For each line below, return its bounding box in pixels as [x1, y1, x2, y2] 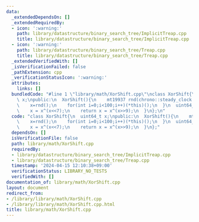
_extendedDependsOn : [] [11, 14, 70, 20]
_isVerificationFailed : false [11, 63, 86, 70]
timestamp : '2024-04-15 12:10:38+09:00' [11, 163, 113, 169]
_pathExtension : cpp [11, 69, 62, 75]
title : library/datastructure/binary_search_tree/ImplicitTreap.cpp [17, 36, 190, 42]
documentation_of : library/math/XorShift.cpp [6, 179, 120, 185]
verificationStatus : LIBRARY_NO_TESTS [11, 168, 108, 175]
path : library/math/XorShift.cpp [11, 140, 94, 147]
